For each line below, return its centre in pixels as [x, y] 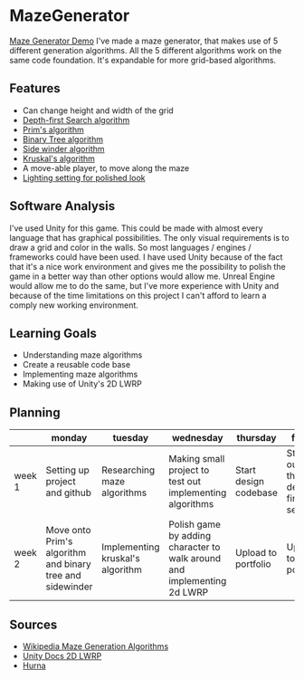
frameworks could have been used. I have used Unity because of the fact [146, 257]
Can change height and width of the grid [98, 110]
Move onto [69, 531]
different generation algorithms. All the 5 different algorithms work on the [146, 50]
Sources [33, 624]
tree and [63, 576]
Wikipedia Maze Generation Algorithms [95, 646]
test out [185, 482]
